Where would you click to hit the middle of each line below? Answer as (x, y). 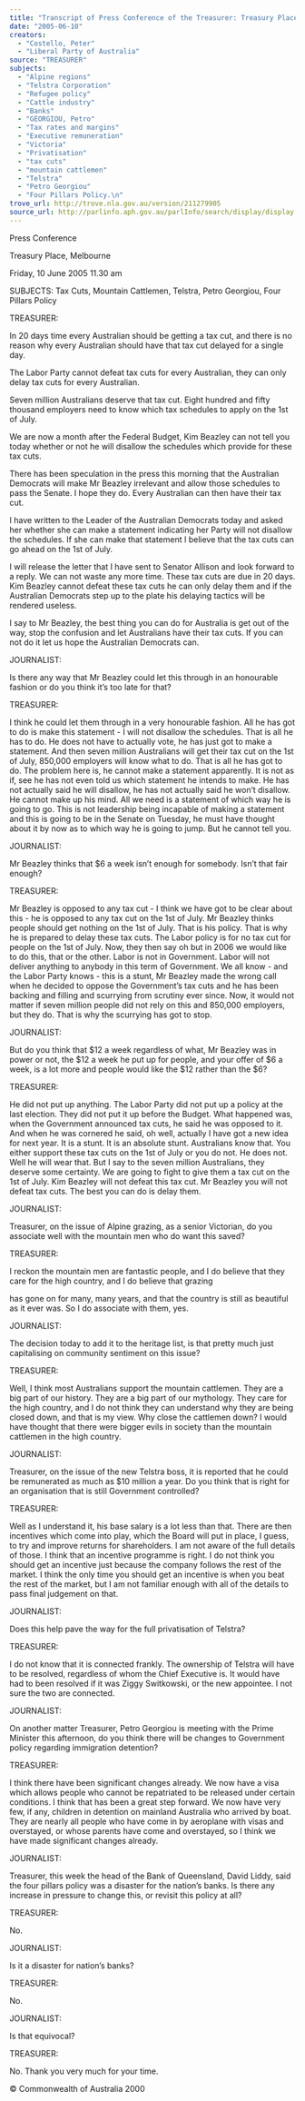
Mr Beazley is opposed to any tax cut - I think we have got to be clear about (151, 908)
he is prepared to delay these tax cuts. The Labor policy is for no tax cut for (150, 937)
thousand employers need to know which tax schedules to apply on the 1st (149, 409)
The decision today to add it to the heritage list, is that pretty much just (142, 1343)
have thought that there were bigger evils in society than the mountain (141, 1426)
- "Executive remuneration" (71, 136)
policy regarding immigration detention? (84, 1747)
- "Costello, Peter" (56, 43)
